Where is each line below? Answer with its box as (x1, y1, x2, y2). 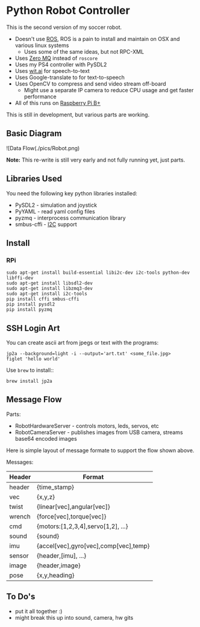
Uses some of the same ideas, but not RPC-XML (23, 48, 145, 55)
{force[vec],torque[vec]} (37, 512, 107, 520)
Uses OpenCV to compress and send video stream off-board (14, 80, 167, 87)
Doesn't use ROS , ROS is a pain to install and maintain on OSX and (14, 35, 180, 42)
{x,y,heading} (37, 571, 75, 579)
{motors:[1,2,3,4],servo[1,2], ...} (37, 522, 128, 531)
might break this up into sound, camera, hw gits (14, 614, 134, 621)
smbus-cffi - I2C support (14, 221, 77, 228)
